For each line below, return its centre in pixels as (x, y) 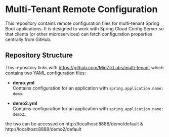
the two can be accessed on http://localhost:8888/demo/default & (74, 124)
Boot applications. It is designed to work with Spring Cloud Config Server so (85, 28)
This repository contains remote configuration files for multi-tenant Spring (82, 23)
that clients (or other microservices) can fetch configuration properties (79, 34)
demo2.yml (25, 103)
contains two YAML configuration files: (46, 73)
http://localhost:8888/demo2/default (44, 129)
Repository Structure (39, 55)
